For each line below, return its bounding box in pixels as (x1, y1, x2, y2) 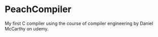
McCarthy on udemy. (5, 25, 49, 31)
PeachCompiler (5, 4, 72, 15)
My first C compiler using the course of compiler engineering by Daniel (5, 20, 153, 26)
